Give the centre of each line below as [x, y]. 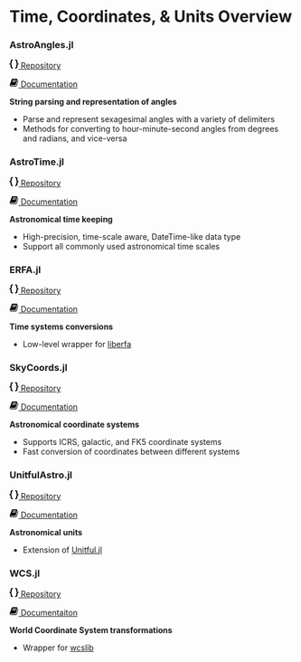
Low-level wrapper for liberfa [77, 345]
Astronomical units [46, 532]
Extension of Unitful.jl [62, 550]
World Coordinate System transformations [91, 629]
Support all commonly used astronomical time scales [121, 246]
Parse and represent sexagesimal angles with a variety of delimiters [149, 119]
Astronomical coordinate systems [75, 425]
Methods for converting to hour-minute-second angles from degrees [150, 129]
